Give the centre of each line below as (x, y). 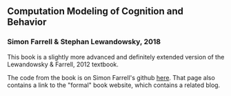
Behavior (27, 22)
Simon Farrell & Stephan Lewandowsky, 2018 (84, 42)
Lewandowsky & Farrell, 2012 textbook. (63, 64)
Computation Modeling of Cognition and (96, 11)
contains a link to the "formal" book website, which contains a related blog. (114, 85)
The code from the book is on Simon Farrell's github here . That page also (111, 77)
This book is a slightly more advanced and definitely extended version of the (116, 57)
